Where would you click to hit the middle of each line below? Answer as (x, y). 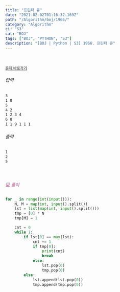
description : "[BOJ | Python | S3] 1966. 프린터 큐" (61, 43)
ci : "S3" (15, 29)
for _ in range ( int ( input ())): (39, 199)
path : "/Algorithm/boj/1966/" (38, 19)
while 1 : (24, 232)
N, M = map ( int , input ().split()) (51, 204)
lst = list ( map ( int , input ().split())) (57, 209)
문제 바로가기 (16, 68)
